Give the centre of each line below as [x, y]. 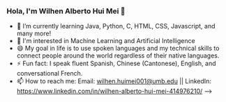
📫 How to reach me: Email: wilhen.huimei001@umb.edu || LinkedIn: [114, 81]
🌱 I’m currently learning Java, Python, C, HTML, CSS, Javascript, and [116, 26]
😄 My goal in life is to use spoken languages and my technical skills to [118, 49]
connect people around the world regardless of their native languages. [118, 56]
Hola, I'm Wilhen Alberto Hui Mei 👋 [66, 11]
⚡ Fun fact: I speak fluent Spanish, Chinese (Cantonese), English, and [116, 63]
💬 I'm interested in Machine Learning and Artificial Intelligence [106, 41]
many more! [34, 33]
